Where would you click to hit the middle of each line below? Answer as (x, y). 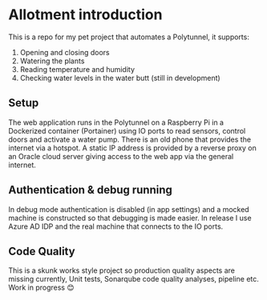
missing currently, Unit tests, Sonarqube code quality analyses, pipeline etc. (133, 279)
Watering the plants (52, 61)
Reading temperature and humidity (77, 69)
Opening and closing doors (65, 52)
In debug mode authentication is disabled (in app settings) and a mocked (129, 209)
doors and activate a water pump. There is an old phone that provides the (129, 139)
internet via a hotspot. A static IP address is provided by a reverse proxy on (132, 148)
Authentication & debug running (90, 190)
